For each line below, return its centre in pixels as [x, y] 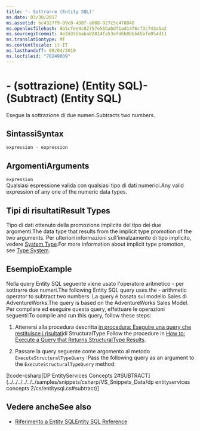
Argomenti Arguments [48, 166]
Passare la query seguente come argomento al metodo [82, 351]
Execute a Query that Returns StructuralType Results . [80, 340]
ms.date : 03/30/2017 [32, 17]
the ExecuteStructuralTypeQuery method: [65, 364]
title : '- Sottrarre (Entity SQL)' [50, 12]
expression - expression [37, 148]
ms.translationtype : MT [36, 39]
